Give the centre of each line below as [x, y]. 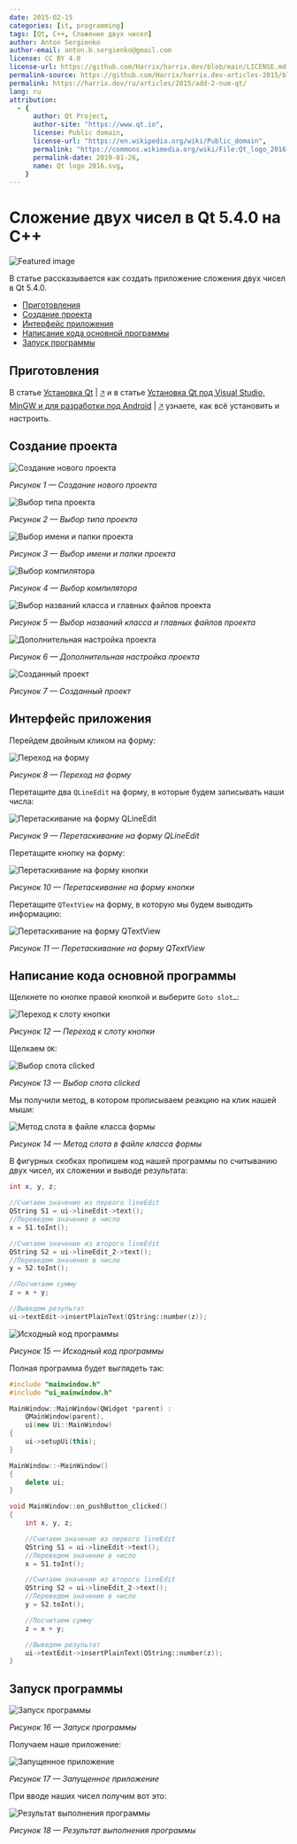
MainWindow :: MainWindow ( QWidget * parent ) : [91, 1409]
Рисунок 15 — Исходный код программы [87, 1351]
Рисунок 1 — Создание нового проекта [83, 485]
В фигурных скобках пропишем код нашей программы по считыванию [143, 1161]
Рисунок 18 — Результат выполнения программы [103, 1831]
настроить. [30, 418]
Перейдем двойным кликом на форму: [83, 740]
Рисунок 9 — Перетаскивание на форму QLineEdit [104, 835]
